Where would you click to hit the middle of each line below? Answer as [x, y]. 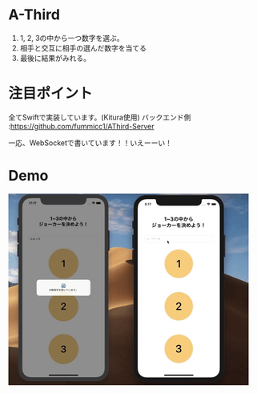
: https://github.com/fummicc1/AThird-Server [81, 126]
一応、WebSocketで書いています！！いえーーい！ [90, 143]
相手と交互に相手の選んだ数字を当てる [83, 48]
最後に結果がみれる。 [55, 58]
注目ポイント [51, 93]
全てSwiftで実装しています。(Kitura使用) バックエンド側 [100, 117]
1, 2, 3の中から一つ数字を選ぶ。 [72, 38]
